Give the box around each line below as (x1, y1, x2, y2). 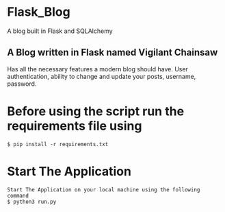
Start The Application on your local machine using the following (7, 186, 200, 193)
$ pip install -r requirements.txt (7, 141, 109, 148)
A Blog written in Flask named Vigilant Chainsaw (7, 47, 218, 58)
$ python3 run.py (7, 198, 57, 205)
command (7, 192, 29, 199)
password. (7, 80, 37, 88)
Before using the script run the (7, 104, 185, 119)
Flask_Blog (7, 4, 70, 20)
